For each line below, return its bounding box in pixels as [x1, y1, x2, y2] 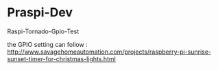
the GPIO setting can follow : [7, 40, 88, 48]
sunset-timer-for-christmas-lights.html [7, 54, 117, 63]
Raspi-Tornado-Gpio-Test [7, 27, 80, 35]
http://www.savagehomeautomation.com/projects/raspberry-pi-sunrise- [7, 48, 211, 56]
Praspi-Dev [7, 5, 73, 20]
